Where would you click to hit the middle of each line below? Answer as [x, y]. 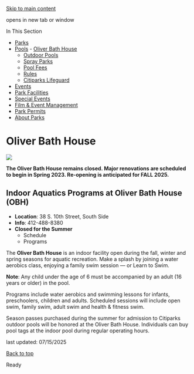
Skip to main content [31, 9]
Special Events [33, 99]
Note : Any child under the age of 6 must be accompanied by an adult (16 [94, 277]
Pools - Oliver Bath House [46, 49]
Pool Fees [35, 68]
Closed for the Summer [43, 229]
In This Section [24, 31]
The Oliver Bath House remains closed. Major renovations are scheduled [96, 168]
